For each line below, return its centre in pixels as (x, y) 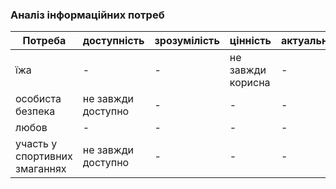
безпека (35, 111)
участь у (36, 144)
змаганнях (41, 169)
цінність (250, 41)
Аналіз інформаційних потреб (87, 15)
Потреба (44, 41)
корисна (250, 83)
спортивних (44, 156)
